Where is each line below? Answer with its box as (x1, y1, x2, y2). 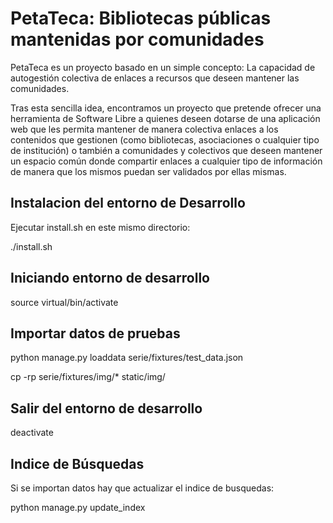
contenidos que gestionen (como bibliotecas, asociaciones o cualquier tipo (10, 133, 320, 146)
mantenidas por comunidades (10, 28, 265, 51)
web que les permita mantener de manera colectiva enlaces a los (10, 123, 279, 135)
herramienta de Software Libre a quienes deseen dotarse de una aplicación (10, 112, 321, 124)
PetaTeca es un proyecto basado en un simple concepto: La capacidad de (10, 61, 316, 73)
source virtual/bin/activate (10, 296, 119, 308)
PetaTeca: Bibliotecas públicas (10, 7, 272, 30)
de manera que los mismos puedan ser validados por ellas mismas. (10, 165, 287, 177)
